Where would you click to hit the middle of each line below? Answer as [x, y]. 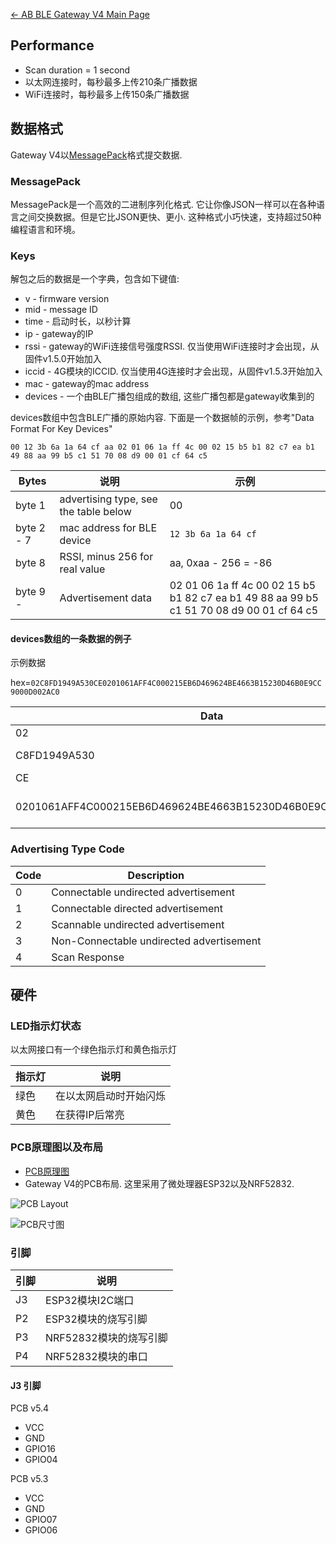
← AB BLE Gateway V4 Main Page [80, 14]
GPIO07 [41, 1520]
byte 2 [30, 528]
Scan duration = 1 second [77, 70]
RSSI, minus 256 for [106, 557]
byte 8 [30, 563]
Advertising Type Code [67, 849]
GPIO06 [41, 1530]
